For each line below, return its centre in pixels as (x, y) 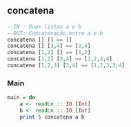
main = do (21, 98)
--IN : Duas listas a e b (44, 26)
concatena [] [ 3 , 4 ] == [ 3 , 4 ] (49, 46)
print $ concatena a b (52, 117)
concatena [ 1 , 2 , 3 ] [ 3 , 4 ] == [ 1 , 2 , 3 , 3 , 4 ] (66, 66)
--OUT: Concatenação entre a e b (55, 33)
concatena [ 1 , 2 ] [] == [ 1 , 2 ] (49, 53)
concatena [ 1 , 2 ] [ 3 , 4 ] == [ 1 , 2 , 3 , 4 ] (60, 59)
